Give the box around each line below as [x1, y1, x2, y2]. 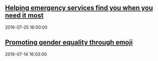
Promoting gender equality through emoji [5, 38, 133, 46]
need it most [5, 12, 44, 20]
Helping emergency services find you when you [5, 4, 153, 12]
